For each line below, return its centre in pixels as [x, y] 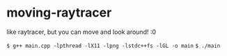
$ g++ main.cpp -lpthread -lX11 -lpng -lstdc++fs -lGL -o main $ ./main [113, 46]
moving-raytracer [59, 13]
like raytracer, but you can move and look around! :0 [81, 32]
